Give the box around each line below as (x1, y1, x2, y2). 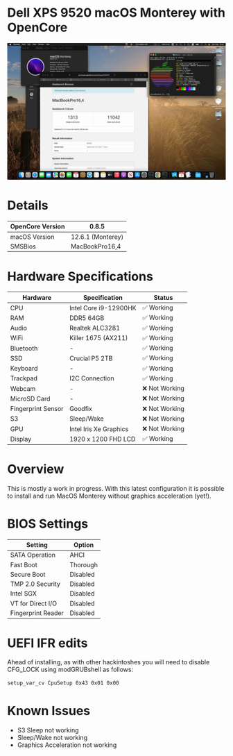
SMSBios (10, 242, 36, 251)
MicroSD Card (10, 394, 51, 403)
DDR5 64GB (69, 314, 105, 322)
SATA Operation (10, 551, 55, 560)
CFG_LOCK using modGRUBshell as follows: (7, 665, 134, 674)
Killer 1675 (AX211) (69, 334, 128, 342)
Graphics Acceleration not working (17, 741, 117, 749)
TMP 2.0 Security (10, 580, 61, 588)
